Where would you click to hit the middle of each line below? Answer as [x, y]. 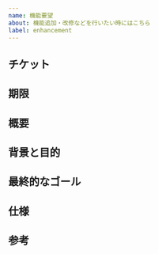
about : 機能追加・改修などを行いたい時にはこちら [79, 23]
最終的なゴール [45, 182]
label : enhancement [40, 30]
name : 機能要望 [31, 15]
